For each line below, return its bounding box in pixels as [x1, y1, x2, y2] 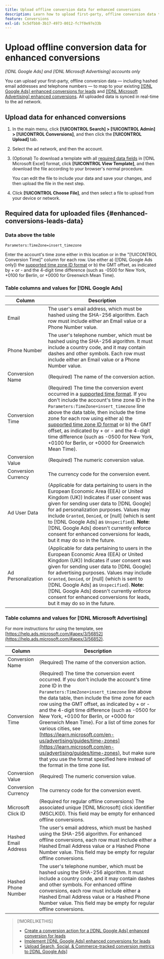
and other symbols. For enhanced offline [39, 881, 132, 888]
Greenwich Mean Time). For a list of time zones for [39, 719, 155, 726]
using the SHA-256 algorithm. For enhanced [39, 831, 142, 838]
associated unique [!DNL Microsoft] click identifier [39, 804, 155, 811]
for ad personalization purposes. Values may [48, 506, 150, 513]
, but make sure [120, 750, 155, 757]
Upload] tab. [12, 137, 38, 142]
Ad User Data [7, 509, 38, 516]
